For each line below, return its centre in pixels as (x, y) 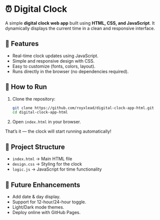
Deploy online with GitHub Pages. (46, 212)
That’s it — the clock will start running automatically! (58, 131)
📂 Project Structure (35, 147)
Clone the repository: (34, 99)
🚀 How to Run (26, 87)
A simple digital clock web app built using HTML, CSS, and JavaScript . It (80, 23)
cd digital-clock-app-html (40, 112)
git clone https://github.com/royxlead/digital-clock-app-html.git (83, 108)
